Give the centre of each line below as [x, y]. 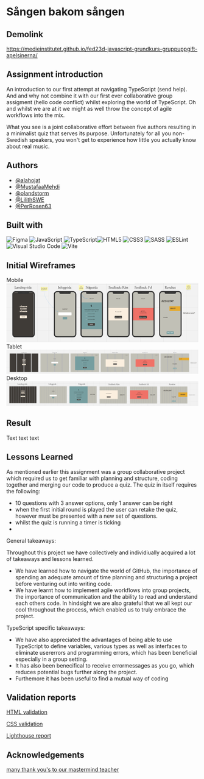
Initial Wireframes [41, 265]
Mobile [15, 280]
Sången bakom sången [65, 12]
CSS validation [25, 724]
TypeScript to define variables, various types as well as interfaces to [101, 646]
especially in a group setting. [51, 659]
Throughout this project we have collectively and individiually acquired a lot [101, 552]
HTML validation [27, 712]
